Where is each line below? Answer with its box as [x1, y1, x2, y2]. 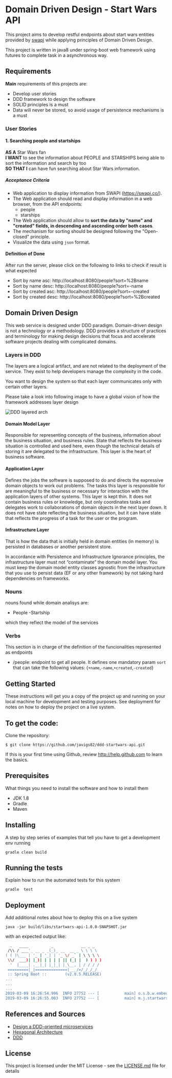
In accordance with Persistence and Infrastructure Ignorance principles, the [5, 553, 165, 559]
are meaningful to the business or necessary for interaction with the [5, 488, 148, 494]
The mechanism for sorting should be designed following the [12, 228, 142, 234]
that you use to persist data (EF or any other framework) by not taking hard [5, 570, 163, 576]
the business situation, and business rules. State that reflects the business [5, 438, 162, 444]
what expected [5, 268, 37, 274]
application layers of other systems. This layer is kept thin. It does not [5, 493, 152, 500]
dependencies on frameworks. [5, 575, 70, 581]
